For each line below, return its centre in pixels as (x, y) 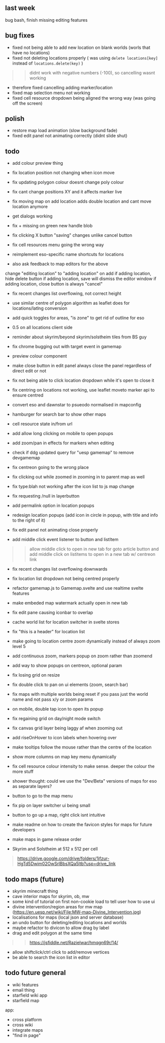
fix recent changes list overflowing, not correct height (67, 293)
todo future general (35, 973)
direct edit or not (29, 371)
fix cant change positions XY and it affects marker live (67, 192)
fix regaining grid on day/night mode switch (56, 719)
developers (24, 830)
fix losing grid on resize (36, 675)
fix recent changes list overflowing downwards (60, 569)
